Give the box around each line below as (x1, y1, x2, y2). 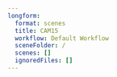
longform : (7, 11, 41, 20)
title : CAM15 (15, 26, 59, 34)
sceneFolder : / (15, 42, 66, 50)
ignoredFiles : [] (15, 57, 73, 65)
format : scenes (15, 19, 66, 27)
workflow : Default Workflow (15, 34, 110, 43)
